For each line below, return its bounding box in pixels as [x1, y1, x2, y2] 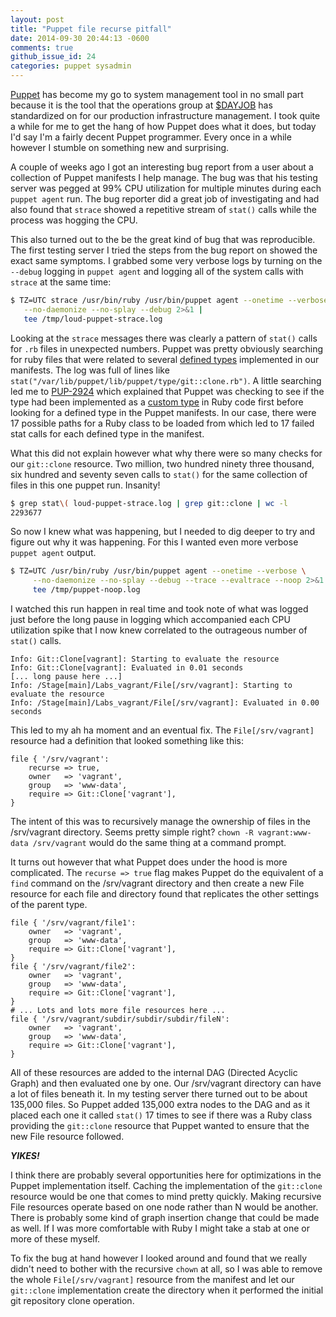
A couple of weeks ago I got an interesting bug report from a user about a [10, 161, 314, 173]
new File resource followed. [10, 1131, 125, 1142]
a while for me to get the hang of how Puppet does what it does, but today [10, 121, 317, 132]
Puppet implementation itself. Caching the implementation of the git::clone [10, 1180, 323, 1191]
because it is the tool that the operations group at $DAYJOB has [10, 99, 273, 111]
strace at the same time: [10, 276, 112, 288]
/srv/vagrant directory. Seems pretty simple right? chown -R [10, 826, 254, 838]
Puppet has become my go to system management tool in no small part [10, 89, 304, 100]
